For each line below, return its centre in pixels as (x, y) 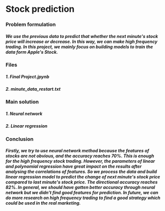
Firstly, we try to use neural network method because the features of (77, 151)
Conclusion (20, 139)
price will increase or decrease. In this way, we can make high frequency (82, 41)
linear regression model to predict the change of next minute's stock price (83, 177)
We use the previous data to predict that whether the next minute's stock (82, 36)
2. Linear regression (27, 126)
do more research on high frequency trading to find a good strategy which (83, 198)
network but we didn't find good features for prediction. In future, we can (82, 193)
